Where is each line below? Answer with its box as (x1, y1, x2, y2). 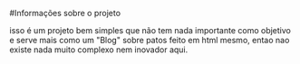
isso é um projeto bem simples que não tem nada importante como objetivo (9, 25, 292, 35)
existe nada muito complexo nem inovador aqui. (9, 44, 189, 55)
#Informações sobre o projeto (9, 8, 121, 18)
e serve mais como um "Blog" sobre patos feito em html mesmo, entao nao (9, 35, 290, 45)
